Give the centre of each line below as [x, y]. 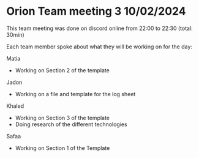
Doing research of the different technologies [71, 124]
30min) [15, 34]
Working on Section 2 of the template [62, 70]
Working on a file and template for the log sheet [75, 94]
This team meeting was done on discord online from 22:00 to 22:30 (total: [99, 28]
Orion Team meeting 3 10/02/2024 [96, 11]
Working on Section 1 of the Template [62, 148]
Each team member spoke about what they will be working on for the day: [99, 47]
